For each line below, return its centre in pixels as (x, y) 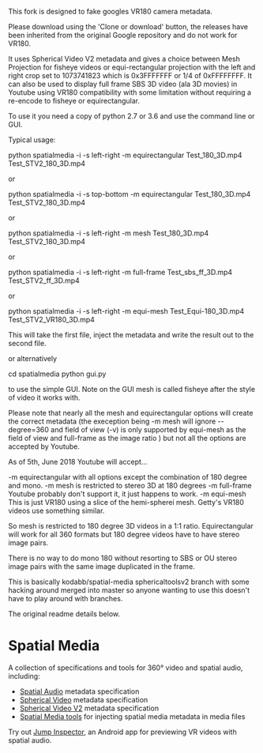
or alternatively (33, 358)
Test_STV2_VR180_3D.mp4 (51, 320)
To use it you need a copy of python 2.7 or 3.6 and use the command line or (131, 116)
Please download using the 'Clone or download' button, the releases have (128, 26)
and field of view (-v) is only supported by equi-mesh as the (148, 429)
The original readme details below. (64, 614)
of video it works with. (44, 397)
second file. (27, 343)
